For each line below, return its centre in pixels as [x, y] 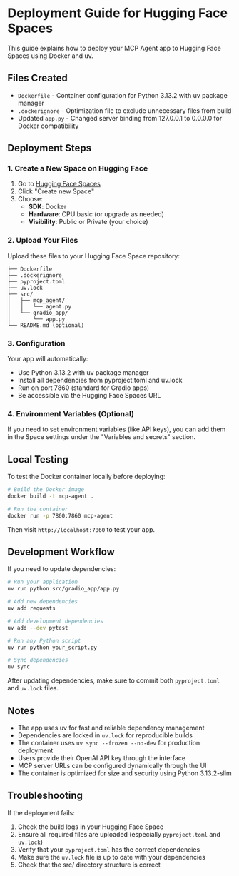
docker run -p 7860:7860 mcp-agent [60, 515]
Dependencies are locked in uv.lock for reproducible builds [105, 735]
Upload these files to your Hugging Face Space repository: [94, 256]
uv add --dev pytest [38, 628]
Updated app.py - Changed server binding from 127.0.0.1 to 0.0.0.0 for [120, 118]
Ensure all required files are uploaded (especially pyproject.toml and [119, 834]
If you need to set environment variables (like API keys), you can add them [117, 429]
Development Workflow [61, 552]
